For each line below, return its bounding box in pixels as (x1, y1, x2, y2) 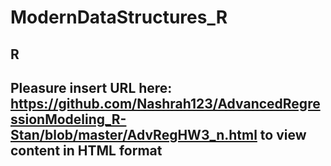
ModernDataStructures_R (10, 6, 228, 29)
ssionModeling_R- (10, 111, 127, 128)
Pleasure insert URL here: (10, 79, 173, 96)
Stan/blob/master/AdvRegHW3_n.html (10, 126, 258, 143)
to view (259, 126, 307, 143)
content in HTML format (10, 142, 163, 159)
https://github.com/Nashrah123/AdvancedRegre (10, 95, 321, 112)
